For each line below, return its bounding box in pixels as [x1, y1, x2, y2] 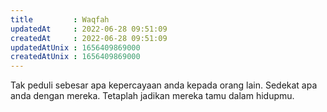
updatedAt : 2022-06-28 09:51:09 [10, 24, 168, 34]
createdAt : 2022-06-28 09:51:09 [10, 33, 168, 43]
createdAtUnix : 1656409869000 [10, 52, 141, 62]
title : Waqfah [10, 14, 110, 25]
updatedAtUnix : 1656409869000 [10, 42, 141, 53]
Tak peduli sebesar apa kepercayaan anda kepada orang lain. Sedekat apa [10, 79, 318, 91]
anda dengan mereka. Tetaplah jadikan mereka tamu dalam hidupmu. [10, 90, 295, 102]
